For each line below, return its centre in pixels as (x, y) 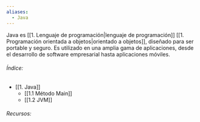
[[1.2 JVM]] (38, 100)
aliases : (17, 12)
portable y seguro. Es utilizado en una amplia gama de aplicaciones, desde (100, 48)
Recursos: (19, 114)
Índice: (15, 68)
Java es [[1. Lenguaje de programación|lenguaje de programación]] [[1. (95, 35)
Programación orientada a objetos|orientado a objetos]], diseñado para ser (100, 41)
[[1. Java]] (28, 87)
